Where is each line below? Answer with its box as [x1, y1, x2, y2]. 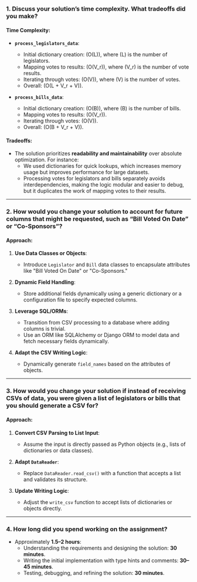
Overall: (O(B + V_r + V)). [23, 124, 84, 131]
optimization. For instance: [14, 156, 79, 163]
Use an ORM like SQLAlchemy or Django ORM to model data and [23, 331, 180, 339]
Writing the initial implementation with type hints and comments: [23, 557, 179, 564]
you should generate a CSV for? [6, 401, 98, 410]
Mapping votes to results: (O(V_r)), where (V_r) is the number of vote [23, 63, 189, 70]
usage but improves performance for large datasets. [23, 169, 150, 176]
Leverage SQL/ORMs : [14, 307, 69, 315]
